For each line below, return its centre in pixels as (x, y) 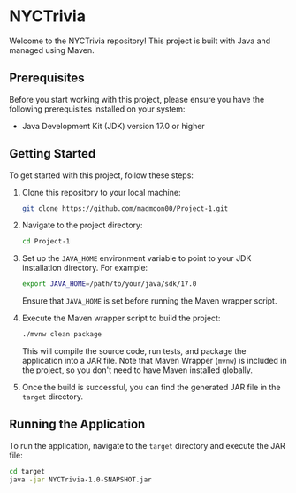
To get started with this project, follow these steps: (102, 175)
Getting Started (53, 154)
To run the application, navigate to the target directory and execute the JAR (147, 445)
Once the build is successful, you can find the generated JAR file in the (151, 388)
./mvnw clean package (61, 335)
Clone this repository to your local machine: (101, 192)
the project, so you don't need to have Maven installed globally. (137, 370)
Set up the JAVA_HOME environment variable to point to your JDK (137, 258)
